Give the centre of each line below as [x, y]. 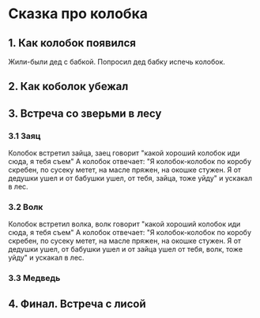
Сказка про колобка [78, 14]
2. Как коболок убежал [68, 86]
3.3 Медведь [34, 279]
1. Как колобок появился [72, 43]
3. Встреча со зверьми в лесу [85, 113]
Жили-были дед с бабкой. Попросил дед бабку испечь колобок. [117, 62]
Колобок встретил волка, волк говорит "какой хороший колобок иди [124, 224]
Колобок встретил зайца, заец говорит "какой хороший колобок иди [124, 153]
